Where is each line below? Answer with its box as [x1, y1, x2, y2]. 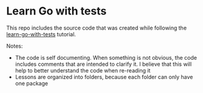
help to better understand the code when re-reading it [15, 66, 151, 74]
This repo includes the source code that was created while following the [6, 24, 187, 31]
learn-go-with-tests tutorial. [6, 30, 76, 37]
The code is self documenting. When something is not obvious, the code [15, 54, 198, 61]
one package [15, 80, 49, 87]
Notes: [6, 42, 23, 50]
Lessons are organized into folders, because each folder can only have [15, 73, 193, 80]
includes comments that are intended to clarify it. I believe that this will [15, 60, 192, 68]
